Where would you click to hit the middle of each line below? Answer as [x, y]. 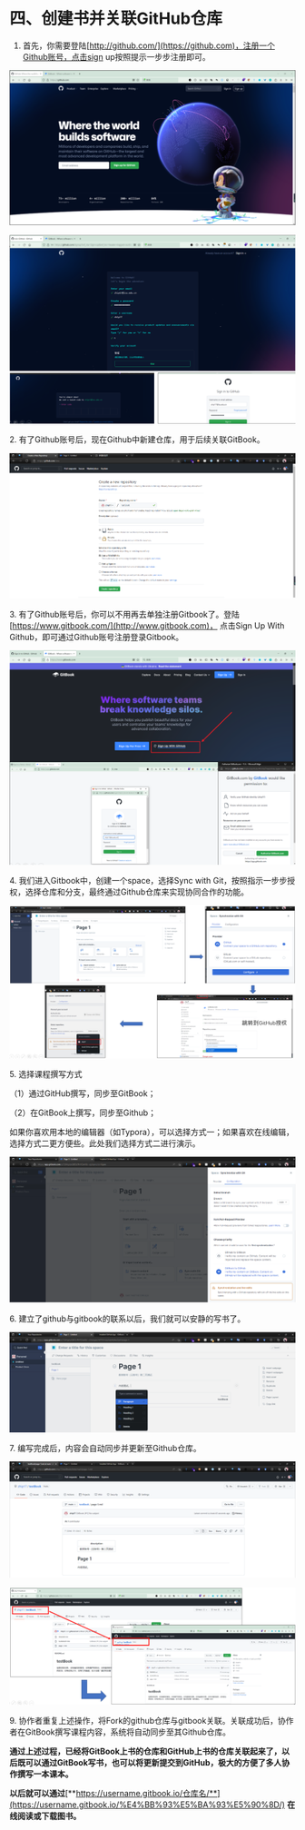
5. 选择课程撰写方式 [46, 1074]
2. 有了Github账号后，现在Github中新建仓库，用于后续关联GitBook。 [137, 439]
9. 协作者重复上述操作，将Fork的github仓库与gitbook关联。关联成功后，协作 [152, 1720]
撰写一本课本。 [45, 1774]
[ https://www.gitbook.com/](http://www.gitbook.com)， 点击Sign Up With [147, 626]
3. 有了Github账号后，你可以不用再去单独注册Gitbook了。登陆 [125, 615]
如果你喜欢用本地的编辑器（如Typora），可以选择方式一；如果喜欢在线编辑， [152, 1133]
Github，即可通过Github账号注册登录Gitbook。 [97, 638]
